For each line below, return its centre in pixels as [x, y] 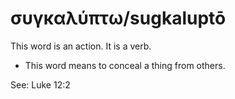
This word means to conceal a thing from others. [125, 65]
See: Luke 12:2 [40, 84]
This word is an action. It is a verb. [81, 46]
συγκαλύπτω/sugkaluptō [118, 18]
